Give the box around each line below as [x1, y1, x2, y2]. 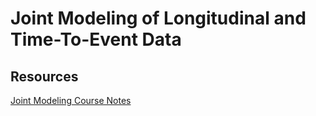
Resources [10, 68, 79, 85]
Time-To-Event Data [10, 28, 182, 51]
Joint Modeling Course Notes [10, 95, 132, 106]
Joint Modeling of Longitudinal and [10, 7, 307, 30]
